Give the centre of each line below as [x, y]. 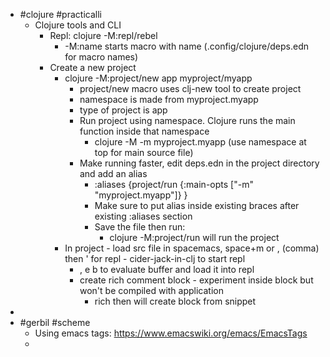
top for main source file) [144, 152]
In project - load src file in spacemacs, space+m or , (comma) [192, 248]
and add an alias [113, 173]
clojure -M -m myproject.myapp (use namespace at [200, 142]
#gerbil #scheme [55, 322]
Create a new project [93, 67]
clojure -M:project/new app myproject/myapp [158, 78]
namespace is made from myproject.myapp [169, 99]
